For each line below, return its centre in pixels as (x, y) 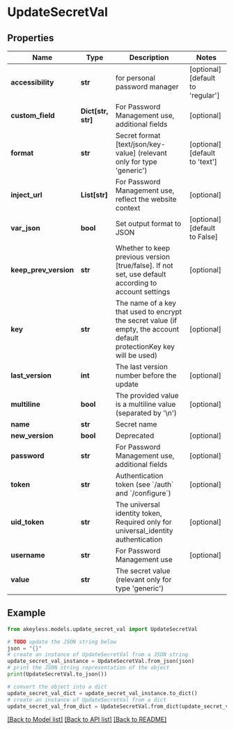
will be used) (136, 355)
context (128, 208)
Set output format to (148, 224)
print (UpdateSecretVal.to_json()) (57, 674)
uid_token (28, 522)
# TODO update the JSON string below (62, 642)
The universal (138, 505)
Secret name (136, 424)
